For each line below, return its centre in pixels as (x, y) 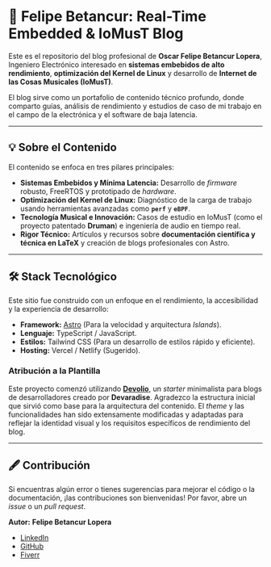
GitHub (32, 546)
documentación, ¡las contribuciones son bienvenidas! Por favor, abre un (128, 498)
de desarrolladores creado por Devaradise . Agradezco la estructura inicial (132, 397)
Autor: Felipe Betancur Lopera (60, 522)
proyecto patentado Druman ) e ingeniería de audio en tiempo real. (130, 225)
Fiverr (30, 554)
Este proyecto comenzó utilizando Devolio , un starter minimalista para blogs (135, 388)
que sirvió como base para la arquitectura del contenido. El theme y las (126, 405)
